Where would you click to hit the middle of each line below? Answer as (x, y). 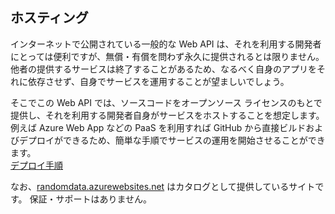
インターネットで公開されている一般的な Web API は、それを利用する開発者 (166, 44)
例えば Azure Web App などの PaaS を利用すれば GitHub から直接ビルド (158, 127)
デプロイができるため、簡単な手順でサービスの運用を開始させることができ (172, 140)
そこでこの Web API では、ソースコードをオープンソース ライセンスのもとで (166, 102)
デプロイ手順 (36, 165)
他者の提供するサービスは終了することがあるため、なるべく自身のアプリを (163, 69)
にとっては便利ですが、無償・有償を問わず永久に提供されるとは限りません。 (167, 56)
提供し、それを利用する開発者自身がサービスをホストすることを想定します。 (167, 115)
